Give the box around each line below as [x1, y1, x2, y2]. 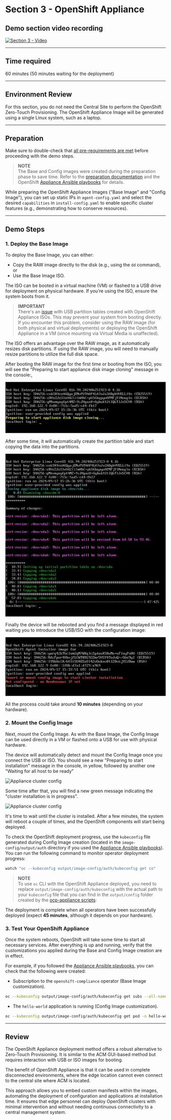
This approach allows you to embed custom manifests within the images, [5, 1087, 158, 1093]
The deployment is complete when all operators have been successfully [5, 907, 156, 913]
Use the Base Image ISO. [12, 273, 65, 279]
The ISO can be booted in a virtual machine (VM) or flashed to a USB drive [5, 282, 161, 289]
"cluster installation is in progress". [5, 793, 78, 799]
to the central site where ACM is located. [5, 1078, 91, 1084]
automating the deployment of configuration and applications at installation [5, 1093, 163, 1099]
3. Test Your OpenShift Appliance [5, 925, 90, 932]
